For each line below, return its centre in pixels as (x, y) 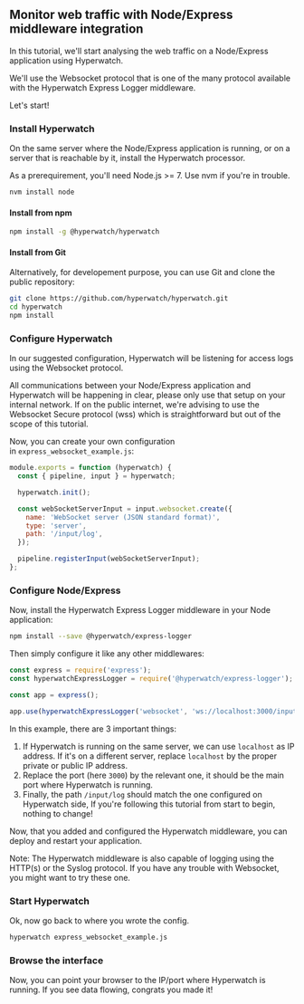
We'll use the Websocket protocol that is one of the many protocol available (150, 78)
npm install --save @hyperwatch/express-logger (101, 636)
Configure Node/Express (65, 590)
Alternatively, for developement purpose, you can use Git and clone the (142, 273)
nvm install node (42, 192)
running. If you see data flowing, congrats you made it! (111, 990)
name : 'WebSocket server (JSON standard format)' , (123, 517)
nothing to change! (57, 813)
